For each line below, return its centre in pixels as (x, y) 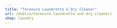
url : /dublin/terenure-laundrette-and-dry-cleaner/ (58, 14)
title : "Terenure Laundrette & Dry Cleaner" (51, 9)
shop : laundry (19, 18)
